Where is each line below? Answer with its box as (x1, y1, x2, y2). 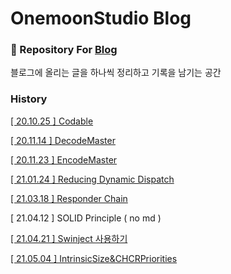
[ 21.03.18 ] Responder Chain (10, 192, 128, 204)
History (10, 92, 48, 106)
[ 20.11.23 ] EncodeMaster (10, 153, 118, 166)
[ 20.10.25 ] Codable (10, 115, 94, 127)
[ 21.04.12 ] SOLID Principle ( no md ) (10, 212, 162, 224)
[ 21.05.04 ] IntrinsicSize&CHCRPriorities (10, 252, 178, 264)
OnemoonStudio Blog (10, 7, 192, 30)
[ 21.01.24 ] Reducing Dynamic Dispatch (10, 173, 175, 185)
